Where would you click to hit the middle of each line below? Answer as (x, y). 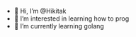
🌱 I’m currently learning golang (59, 26)
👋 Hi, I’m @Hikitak (40, 11)
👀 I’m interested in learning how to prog (72, 18)
